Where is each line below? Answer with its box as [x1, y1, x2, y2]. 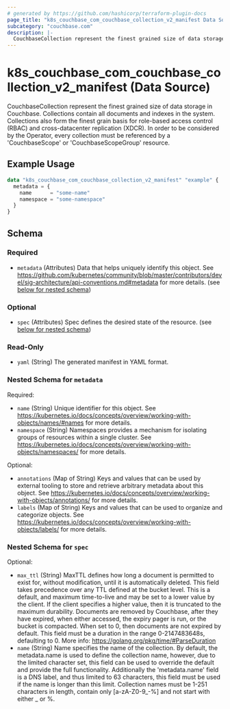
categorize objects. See [16, 510, 84, 519]
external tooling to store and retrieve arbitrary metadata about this [16, 481, 204, 490]
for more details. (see [159, 278, 220, 286]
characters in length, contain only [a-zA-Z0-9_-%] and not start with [16, 688, 210, 695]
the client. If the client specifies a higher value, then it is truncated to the [16, 600, 221, 608]
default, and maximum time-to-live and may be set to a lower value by [16, 593, 215, 601]
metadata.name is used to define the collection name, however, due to [16, 651, 216, 659]
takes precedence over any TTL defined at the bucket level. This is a [16, 586, 211, 593]
